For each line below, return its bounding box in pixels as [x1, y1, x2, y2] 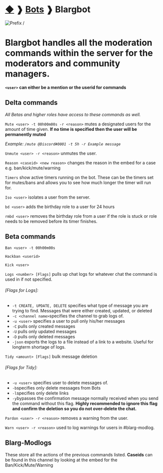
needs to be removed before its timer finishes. [5, 218, 98, 224]
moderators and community [5, 58, 121, 69]
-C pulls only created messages [12, 323, 75, 329]
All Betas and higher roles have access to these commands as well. [5, 111, 141, 117]
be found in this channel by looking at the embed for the [5, 457, 118, 463]
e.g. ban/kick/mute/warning [5, 165, 61, 171]
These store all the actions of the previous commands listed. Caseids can [5, 452, 153, 457]
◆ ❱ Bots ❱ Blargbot [5, 4, 91, 15]
